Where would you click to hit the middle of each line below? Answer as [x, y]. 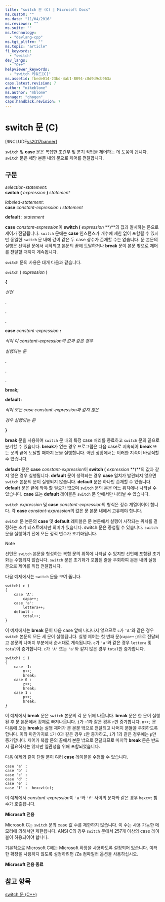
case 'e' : [16, 783]
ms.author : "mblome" [26, 92]
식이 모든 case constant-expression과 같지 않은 [52, 409]
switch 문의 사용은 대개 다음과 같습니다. [43, 262]
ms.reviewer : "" [22, 23]
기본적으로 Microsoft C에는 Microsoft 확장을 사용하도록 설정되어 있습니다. [77, 848]
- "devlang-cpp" [26, 38]
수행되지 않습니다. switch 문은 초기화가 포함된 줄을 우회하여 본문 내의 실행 [85, 559]
